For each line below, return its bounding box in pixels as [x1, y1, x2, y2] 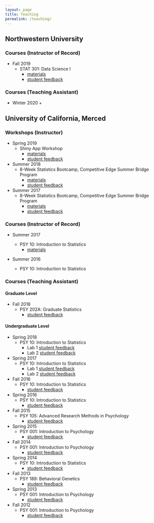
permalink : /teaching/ [5, 16, 52, 21]
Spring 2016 [12, 392, 37, 398]
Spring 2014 [12, 454, 38, 460]
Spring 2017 [12, 355, 37, 361]
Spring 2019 [12, 140, 37, 146]
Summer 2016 [12, 256, 41, 262]
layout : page [5, 7, 32, 12]
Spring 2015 [12, 423, 37, 429]
